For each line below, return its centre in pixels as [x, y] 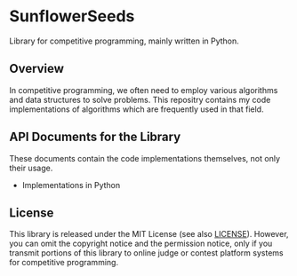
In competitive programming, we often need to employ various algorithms [144, 90]
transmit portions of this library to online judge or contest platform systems [146, 253]
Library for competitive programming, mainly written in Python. [124, 41]
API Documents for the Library [95, 137]
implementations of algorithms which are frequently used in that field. [136, 109]
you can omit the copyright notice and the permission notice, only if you [141, 244]
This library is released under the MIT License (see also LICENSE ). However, [149, 234]
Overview [37, 69]
